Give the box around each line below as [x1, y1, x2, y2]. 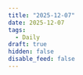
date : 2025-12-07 [8, 19, 65, 27]
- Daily [15, 33, 41, 41]
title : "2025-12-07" [8, 11, 76, 20]
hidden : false [8, 48, 55, 55]
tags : [8, 26, 26, 34]
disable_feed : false [8, 55, 76, 63]
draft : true [8, 41, 47, 48]
